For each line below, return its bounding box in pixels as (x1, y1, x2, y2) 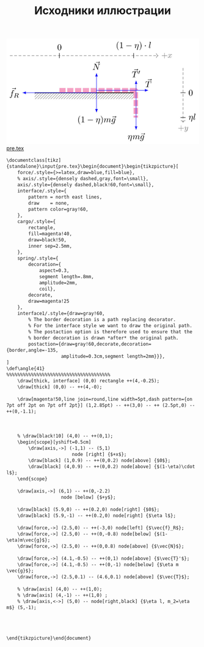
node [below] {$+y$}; (60, 494, 116, 501)
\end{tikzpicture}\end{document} (6, 635, 92, 641)
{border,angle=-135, (6, 347, 59, 354)
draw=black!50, (28, 237, 67, 243)
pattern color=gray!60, (28, 206, 89, 213)
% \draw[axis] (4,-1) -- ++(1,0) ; (17, 592, 108, 599)
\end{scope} (17, 476, 48, 482)
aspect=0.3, (38, 268, 70, 274)
